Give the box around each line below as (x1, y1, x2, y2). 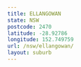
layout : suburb (7, 50, 52, 57)
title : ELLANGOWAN (7, 10, 61, 17)
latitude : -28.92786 (7, 29, 68, 37)
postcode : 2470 (7, 23, 52, 30)
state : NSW (7, 17, 39, 24)
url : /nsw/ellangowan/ (7, 43, 74, 50)
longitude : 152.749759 (7, 36, 74, 43)
